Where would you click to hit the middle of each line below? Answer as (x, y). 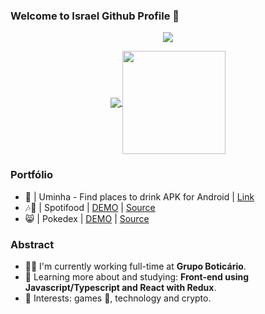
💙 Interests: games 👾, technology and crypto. (118, 298)
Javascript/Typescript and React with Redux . (120, 287)
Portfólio (32, 175)
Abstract (32, 244)
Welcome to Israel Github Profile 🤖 (95, 16)
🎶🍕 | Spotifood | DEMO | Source (90, 207)
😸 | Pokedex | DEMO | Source (87, 218)
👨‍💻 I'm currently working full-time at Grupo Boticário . (135, 266)
